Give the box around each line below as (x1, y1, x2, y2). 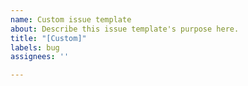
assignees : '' (10, 52, 70, 62)
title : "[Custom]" (10, 33, 87, 43)
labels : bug (10, 42, 60, 53)
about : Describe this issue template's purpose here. (10, 24, 240, 34)
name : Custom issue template (10, 14, 132, 25)
